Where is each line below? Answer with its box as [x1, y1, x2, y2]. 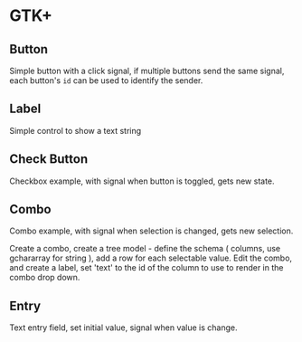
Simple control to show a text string [9, 125, 142, 136]
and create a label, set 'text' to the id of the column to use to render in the [9, 262, 284, 273]
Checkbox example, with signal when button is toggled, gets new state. [9, 176, 275, 186]
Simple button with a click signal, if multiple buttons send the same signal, [9, 65, 285, 76]
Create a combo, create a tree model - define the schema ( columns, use [9, 243, 281, 254]
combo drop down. [9, 272, 80, 283]
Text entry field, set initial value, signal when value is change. [9, 322, 238, 333]
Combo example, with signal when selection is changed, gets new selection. [9, 225, 294, 236]
